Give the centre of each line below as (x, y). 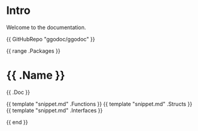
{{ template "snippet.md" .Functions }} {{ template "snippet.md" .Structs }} (99, 104)
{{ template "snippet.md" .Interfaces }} (54, 110)
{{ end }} (17, 122)
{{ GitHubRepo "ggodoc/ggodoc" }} (51, 39)
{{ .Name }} (36, 76)
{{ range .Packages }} (33, 51)
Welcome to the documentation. (46, 27)
